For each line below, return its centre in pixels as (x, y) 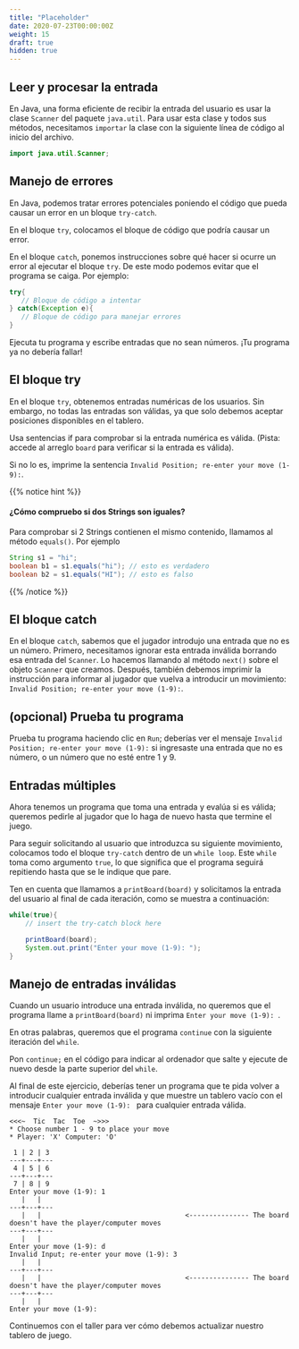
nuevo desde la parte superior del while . (83, 1069)
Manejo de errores (62, 181)
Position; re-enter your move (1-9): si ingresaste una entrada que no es (146, 748)
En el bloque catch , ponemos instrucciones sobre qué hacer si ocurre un (143, 257)
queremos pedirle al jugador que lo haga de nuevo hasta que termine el (141, 817)
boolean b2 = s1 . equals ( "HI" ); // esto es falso (101, 574)
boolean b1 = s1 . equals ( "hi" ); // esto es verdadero (109, 566)
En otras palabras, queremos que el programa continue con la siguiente (141, 1032)
